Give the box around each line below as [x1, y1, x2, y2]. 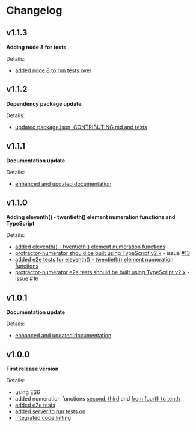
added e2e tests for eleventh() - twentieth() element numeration [14, 256, 174, 263]
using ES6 [14, 389, 40, 396]
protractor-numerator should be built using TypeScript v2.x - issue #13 [14, 250, 191, 257]
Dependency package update [6, 100, 82, 107]
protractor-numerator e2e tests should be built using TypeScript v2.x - [14, 269, 190, 276]
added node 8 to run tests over [14, 67, 92, 74]
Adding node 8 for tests [6, 43, 67, 51]
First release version [6, 365, 59, 373]
